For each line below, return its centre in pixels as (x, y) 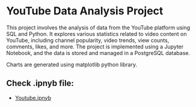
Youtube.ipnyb (33, 97)
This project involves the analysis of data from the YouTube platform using (98, 27)
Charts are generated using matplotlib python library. (72, 65)
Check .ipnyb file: (40, 83)
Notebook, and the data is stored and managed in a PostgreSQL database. (98, 53)
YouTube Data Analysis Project (85, 11)
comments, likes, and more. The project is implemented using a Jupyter (95, 47)
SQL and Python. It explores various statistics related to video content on (96, 33)
